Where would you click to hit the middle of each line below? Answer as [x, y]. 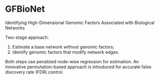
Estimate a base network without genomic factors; [63, 47]
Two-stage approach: [27, 37]
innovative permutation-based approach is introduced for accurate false [78, 67]
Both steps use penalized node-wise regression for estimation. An [72, 61]
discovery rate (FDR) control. [34, 72]
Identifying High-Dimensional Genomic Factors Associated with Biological [80, 23]
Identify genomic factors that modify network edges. [66, 52]
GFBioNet [25, 9]
